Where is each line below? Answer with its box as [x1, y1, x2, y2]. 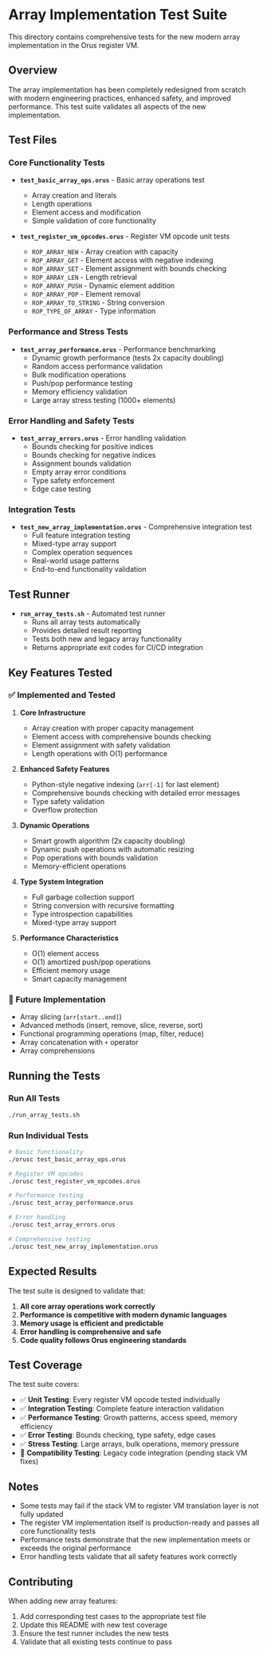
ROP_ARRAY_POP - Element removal [31, 289, 141, 299]
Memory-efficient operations [31, 861, 127, 871]
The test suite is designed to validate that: [8, 1286, 146, 1295]
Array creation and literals [31, 191, 117, 200]
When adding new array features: [8, 1596, 118, 1605]
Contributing [8, 1575, 73, 1589]
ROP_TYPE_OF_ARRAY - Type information [31, 306, 156, 316]
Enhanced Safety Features [19, 764, 110, 774]
